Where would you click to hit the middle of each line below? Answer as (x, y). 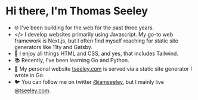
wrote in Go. (29, 75)
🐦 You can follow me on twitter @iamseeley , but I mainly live (89, 81)
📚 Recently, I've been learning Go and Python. (72, 60)
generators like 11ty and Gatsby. (53, 47)
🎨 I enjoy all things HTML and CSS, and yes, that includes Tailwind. (96, 53)
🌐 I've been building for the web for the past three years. (84, 28)
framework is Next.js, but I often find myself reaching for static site (96, 41)
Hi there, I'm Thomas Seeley (77, 11)
